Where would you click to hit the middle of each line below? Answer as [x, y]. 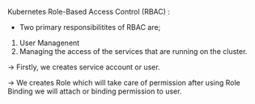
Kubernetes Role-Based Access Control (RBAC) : [89, 12]
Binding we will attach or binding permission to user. [95, 91]
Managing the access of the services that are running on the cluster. [133, 51]
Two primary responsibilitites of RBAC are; [90, 27]
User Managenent [49, 43]
